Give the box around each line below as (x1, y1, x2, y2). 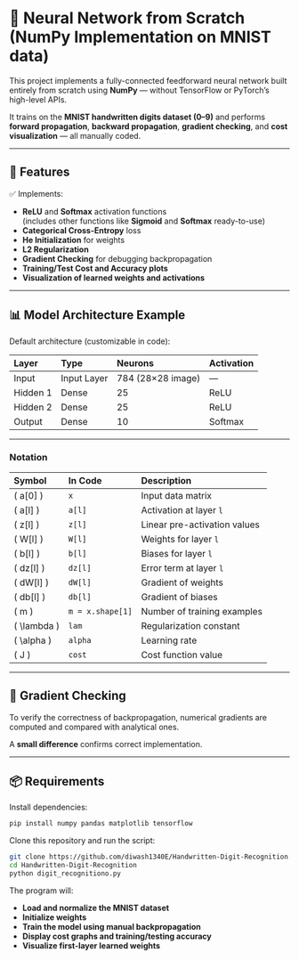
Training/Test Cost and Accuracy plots (21, 263, 169, 273)
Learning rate (141, 634, 198, 647)
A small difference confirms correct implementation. (9, 738, 203, 749)
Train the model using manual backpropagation (21, 921, 202, 932)
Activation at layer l (141, 503, 224, 516)
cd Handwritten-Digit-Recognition (9, 861, 138, 870)
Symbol (13, 474, 47, 486)
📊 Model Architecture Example (9, 307, 186, 323)
